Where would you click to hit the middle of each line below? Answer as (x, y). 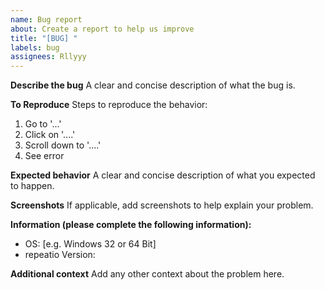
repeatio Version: (60, 255)
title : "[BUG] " (44, 38)
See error (44, 156)
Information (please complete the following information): (131, 225)
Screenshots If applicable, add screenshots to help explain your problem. (162, 205)
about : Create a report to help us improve (102, 29)
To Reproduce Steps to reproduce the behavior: (109, 105)
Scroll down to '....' (63, 145)
